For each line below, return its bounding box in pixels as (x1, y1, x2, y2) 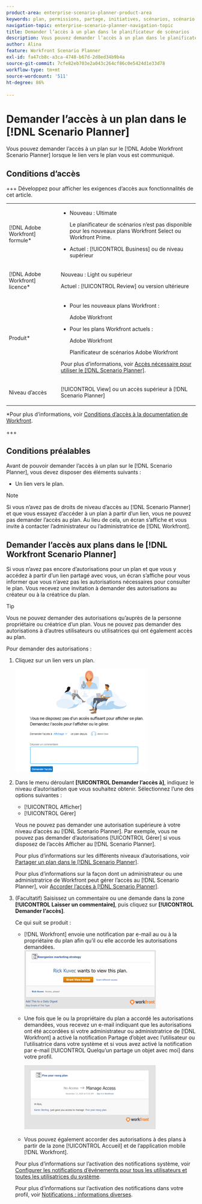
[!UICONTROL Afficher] (23, 803, 82, 810)
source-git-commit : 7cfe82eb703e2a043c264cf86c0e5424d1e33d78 (6, 60, 165, 66)
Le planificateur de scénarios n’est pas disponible (69, 221, 192, 228)
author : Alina (6, 41, 42, 47)
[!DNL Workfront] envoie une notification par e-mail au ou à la (23, 931, 177, 938)
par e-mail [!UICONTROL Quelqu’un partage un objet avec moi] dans (23, 1047, 194, 1054)
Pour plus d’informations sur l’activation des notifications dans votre (14, 1184, 183, 1191)
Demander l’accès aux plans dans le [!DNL (6, 540, 168, 550)
